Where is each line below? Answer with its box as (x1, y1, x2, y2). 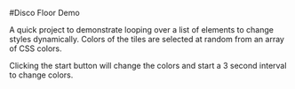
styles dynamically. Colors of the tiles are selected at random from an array (9, 34, 284, 44)
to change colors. (9, 70, 74, 80)
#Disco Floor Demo (9, 8, 80, 18)
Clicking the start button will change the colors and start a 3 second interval (9, 61, 287, 70)
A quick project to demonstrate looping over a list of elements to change (9, 25, 274, 34)
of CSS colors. (9, 43, 62, 54)
